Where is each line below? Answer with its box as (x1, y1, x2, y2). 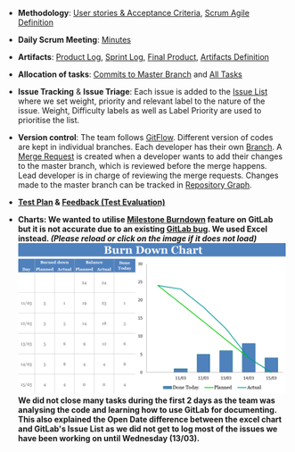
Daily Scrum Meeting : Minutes (17, 35, 132, 45)
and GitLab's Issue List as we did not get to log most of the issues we (17, 423, 278, 434)
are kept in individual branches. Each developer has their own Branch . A (17, 142, 283, 152)
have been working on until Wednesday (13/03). (17, 433, 201, 444)
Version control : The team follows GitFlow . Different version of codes (17, 132, 274, 142)
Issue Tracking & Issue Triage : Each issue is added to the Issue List (17, 87, 268, 96)
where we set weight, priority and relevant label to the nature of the (17, 96, 266, 106)
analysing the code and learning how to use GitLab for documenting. (17, 405, 277, 415)
